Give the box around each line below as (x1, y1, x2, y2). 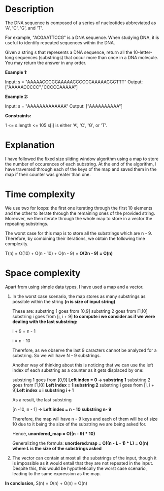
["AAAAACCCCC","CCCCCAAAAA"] (5, 84, 78, 90)
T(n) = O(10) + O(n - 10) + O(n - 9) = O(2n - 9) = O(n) (5, 250, 113, 256)
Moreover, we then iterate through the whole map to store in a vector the (5, 215, 153, 221)
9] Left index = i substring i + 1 (12, 387, 74, 393)
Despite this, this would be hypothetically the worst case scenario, (12, 465, 147, 471)
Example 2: (5, 94, 29, 99)
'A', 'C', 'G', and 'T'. (5, 25, 43, 31)
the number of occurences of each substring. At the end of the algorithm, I (5, 161, 157, 167)
